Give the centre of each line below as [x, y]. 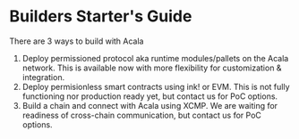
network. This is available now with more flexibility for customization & [152, 68]
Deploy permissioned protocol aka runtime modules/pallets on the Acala [155, 58]
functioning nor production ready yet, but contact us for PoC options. [150, 96]
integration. [43, 77]
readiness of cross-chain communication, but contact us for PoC [141, 115]
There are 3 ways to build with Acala [77, 41]
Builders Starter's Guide [101, 16]
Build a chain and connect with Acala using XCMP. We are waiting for [150, 105]
